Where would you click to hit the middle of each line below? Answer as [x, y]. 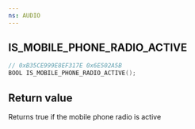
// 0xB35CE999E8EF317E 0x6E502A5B [65, 66]
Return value [40, 98]
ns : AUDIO [25, 15]
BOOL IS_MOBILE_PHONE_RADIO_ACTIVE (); [72, 73]
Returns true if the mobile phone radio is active [85, 117]
